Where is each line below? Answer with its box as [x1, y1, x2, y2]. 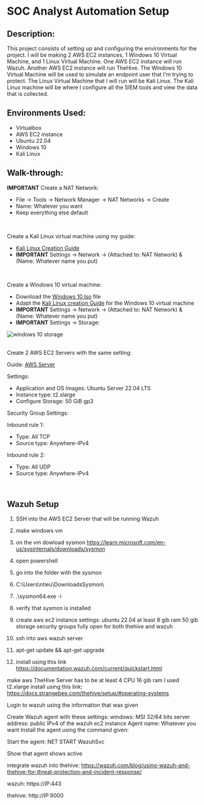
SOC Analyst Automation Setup [7, 4, 169, 18]
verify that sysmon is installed [15, 605, 91, 612]
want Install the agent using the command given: [7, 726, 129, 734]
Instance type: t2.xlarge [15, 391, 76, 398]
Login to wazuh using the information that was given [7, 701, 139, 709]
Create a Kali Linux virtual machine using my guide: [7, 232, 136, 239]
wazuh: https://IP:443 [7, 780, 62, 787]
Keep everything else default [15, 209, 88, 216]
